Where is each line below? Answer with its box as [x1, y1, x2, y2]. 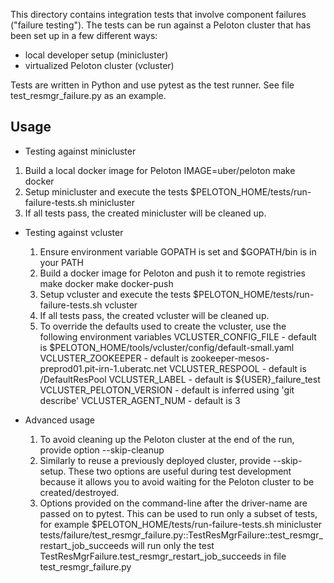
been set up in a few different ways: [10, 30, 158, 41]
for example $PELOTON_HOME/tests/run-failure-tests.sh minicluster [39, 518, 323, 530]
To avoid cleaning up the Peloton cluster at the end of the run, [39, 433, 295, 445]
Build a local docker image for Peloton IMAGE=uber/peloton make [24, 164, 296, 176]
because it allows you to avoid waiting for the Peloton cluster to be [39, 475, 315, 488]
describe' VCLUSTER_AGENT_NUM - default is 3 [39, 394, 241, 406]
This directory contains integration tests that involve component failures [10, 9, 307, 20]
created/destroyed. [39, 486, 120, 498]
